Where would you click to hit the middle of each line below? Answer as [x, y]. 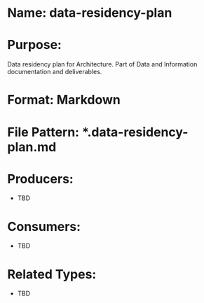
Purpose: [34, 45]
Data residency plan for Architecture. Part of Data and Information [102, 64]
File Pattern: [43, 132]
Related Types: [52, 274]
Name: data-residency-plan [90, 13]
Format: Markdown [64, 100]
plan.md [32, 147]
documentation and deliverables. [55, 72]
